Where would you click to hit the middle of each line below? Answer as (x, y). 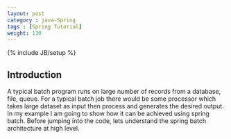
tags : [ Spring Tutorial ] (44, 26)
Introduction (35, 75)
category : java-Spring (42, 20)
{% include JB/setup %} (42, 53)
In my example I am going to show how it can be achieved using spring (109, 114)
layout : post (26, 14)
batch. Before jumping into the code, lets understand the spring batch (107, 121)
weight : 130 (24, 33)
